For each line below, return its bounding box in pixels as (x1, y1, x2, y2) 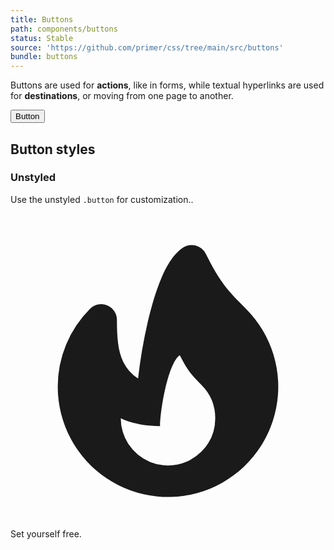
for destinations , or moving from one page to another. (10, 90, 234, 102)
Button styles (10, 141, 96, 158)
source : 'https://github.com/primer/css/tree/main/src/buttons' (10, 42, 284, 53)
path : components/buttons (10, 24, 118, 34)
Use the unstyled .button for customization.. (10, 193, 194, 205)
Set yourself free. (10, 527, 82, 540)
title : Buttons (10, 14, 74, 25)
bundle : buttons (10, 52, 78, 62)
